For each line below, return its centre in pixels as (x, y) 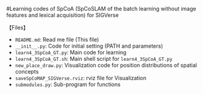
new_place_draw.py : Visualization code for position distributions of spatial (106, 65)
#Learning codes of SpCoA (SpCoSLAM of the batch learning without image (101, 9)
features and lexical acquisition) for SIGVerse (63, 15)
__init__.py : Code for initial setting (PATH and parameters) (89, 46)
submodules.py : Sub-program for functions (68, 84)
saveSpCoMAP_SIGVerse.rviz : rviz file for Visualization (81, 78)
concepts (27, 71)
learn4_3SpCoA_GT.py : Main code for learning (71, 52)
